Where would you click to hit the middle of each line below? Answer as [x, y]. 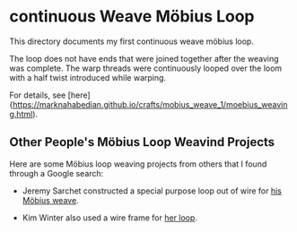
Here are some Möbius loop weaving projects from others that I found [138, 164]
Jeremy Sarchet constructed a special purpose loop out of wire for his [152, 191]
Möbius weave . [50, 200]
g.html [21, 114]
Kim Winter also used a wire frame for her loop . [109, 218]
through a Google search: [57, 173]
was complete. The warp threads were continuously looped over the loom [146, 68]
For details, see [38, 95]
